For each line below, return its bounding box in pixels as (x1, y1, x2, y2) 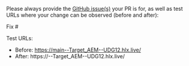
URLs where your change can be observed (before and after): (6, 11, 159, 19)
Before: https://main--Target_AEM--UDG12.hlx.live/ (14, 46, 142, 53)
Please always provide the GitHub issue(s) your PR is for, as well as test (6, 5, 183, 12)
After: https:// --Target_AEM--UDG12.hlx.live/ (14, 53, 125, 59)
